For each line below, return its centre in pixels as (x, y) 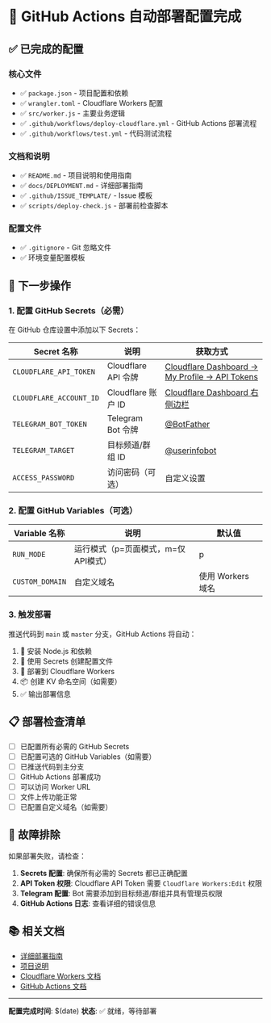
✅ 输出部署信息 (45, 694)
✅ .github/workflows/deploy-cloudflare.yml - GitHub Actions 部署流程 (138, 123)
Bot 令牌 (123, 430)
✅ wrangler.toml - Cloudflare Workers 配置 (92, 103)
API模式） (92, 561)
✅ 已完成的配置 (46, 49)
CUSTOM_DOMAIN (40, 582)
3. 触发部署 (30, 614)
